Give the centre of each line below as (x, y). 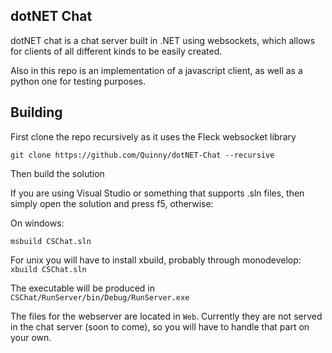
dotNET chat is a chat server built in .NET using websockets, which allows (163, 40)
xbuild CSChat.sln (48, 269)
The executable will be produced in (83, 288)
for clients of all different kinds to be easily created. (116, 51)
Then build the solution (57, 173)
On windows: (37, 223)
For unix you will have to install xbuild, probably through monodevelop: (156, 260)
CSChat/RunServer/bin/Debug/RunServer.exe (100, 297)
